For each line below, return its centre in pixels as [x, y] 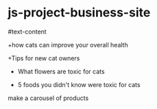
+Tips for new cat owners [44, 58]
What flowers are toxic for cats [61, 71]
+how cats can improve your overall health [68, 45]
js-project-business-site [79, 13]
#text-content [27, 32]
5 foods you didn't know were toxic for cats [79, 84]
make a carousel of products [48, 98]
